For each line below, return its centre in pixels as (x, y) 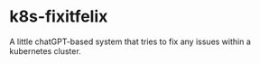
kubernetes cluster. (45, 50)
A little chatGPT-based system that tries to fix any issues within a (130, 41)
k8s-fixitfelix (59, 17)
